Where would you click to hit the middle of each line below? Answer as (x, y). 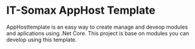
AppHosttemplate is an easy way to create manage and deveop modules (97, 27)
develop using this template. (42, 39)
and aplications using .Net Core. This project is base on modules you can (98, 33)
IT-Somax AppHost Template (81, 10)
